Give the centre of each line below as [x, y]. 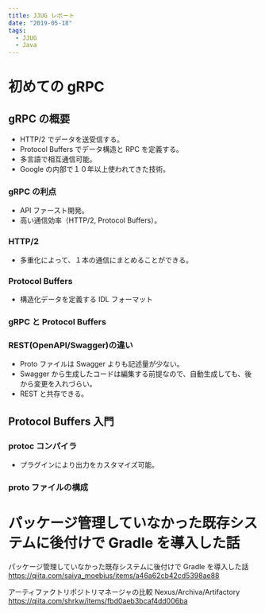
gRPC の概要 [39, 119]
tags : [17, 30]
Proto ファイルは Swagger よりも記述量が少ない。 [102, 364]
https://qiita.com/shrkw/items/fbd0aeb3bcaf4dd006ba [98, 600]
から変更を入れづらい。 [58, 384]
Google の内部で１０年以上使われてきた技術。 [95, 169]
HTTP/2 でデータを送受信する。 [72, 139]
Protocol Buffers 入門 [61, 421]
